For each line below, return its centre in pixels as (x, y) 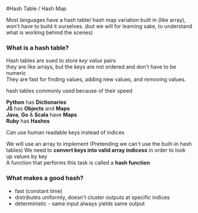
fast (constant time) (39, 191)
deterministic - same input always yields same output (79, 204)
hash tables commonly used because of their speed (69, 91)
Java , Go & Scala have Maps (42, 115)
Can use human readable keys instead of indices (65, 133)
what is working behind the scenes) (50, 32)
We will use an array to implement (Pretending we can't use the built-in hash (99, 144)
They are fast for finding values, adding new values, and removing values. (96, 80)
